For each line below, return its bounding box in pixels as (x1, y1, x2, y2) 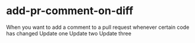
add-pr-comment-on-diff (6, 4, 134, 18)
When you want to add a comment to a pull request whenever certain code (6, 24, 190, 31)
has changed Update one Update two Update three (6, 29, 132, 37)
